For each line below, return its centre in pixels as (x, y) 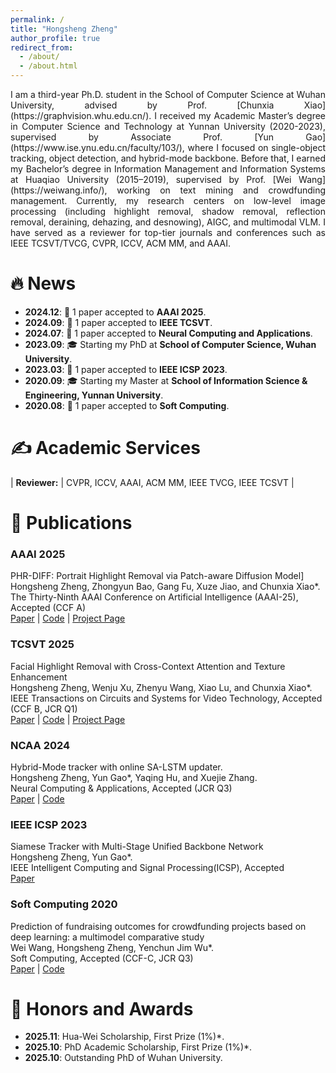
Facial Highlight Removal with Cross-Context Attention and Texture (148, 666)
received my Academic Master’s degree (242, 115)
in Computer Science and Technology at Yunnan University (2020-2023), (168, 126)
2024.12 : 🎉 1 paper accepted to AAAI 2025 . (115, 312)
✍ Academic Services (105, 448)
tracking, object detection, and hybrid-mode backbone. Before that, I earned (168, 158)
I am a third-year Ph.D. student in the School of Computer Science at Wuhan (168, 94)
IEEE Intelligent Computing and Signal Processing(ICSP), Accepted (147, 868)
